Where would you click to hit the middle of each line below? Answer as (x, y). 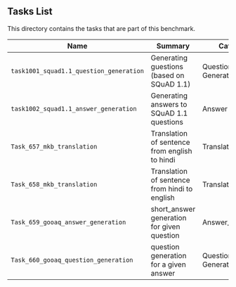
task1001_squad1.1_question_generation (77, 71)
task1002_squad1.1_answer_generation (74, 109)
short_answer (173, 209)
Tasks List (30, 12)
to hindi (163, 160)
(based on (168, 75)
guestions (167, 66)
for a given (168, 264)
